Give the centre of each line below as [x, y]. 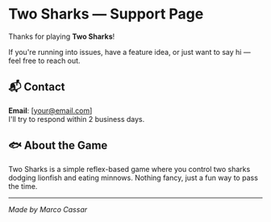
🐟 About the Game [58, 146]
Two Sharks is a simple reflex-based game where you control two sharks [129, 169]
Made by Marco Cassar [48, 209]
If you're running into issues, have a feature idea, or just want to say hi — [130, 52]
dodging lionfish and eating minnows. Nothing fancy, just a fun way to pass [133, 178]
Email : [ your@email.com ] [50, 111]
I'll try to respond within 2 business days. [77, 119]
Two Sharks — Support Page [106, 14]
